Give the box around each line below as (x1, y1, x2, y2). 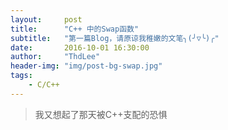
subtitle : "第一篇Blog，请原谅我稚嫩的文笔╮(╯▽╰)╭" (10, 33, 220, 43)
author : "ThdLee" (10, 52, 101, 62)
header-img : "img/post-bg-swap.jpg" (10, 61, 163, 71)
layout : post (10, 14, 83, 25)
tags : (10, 71, 33, 81)
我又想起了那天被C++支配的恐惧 (34, 108, 168, 120)
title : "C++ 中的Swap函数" (10, 24, 140, 34)
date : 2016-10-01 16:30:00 (10, 42, 150, 53)
